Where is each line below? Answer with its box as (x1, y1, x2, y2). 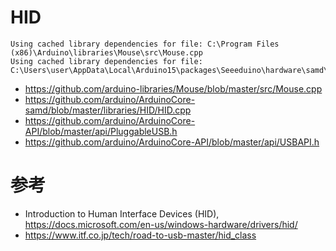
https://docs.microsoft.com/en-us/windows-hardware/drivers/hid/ (24, 218, 298, 230)
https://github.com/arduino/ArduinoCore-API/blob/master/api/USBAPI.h (24, 136, 320, 148)
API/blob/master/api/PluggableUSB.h (24, 125, 178, 137)
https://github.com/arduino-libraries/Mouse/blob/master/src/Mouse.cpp (24, 82, 323, 95)
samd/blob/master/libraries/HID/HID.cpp (24, 104, 192, 116)
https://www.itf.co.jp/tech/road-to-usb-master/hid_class (24, 229, 257, 241)
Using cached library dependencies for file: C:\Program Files (10, 39, 280, 49)
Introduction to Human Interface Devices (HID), (24, 207, 220, 220)
